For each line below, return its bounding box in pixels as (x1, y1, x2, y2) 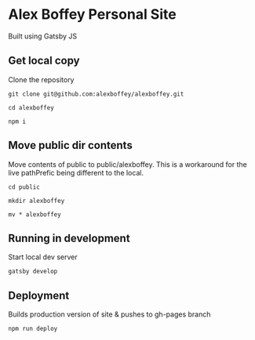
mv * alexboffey (8, 210, 61, 219)
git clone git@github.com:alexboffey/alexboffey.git (8, 90, 184, 98)
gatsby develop (8, 268, 58, 276)
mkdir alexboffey (8, 197, 65, 204)
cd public (8, 183, 41, 191)
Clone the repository (8, 74, 75, 84)
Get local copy (8, 54, 80, 67)
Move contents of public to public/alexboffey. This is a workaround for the (8, 159, 247, 169)
